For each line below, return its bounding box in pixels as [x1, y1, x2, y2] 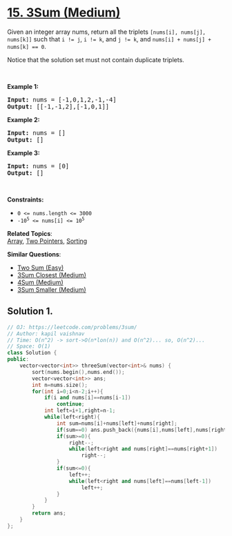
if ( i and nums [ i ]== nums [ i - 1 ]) [43, 395, 131, 401]
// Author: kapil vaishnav [7, 330, 85, 337]
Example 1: [7, 82, 39, 90]
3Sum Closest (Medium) [17, 270, 86, 279]
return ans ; [32, 510, 67, 517]
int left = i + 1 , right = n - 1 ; [43, 407, 116, 415]
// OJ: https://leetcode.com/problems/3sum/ [7, 324, 137, 330]
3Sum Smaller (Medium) [17, 285, 86, 294]
